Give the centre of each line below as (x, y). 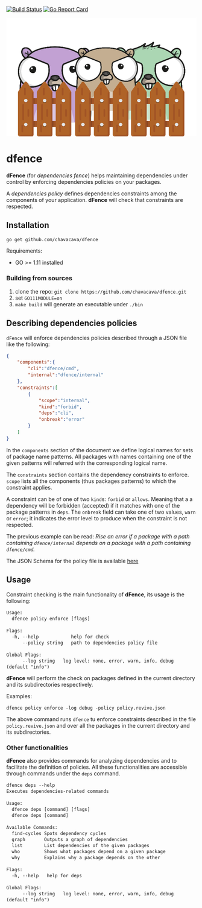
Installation (28, 225)
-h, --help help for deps (47, 875)
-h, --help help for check (61, 637)
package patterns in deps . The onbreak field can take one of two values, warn (101, 512)
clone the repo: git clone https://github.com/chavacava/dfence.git (101, 291)
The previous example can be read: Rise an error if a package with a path (98, 536)
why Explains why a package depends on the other (86, 857)
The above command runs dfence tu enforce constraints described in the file (101, 719)
